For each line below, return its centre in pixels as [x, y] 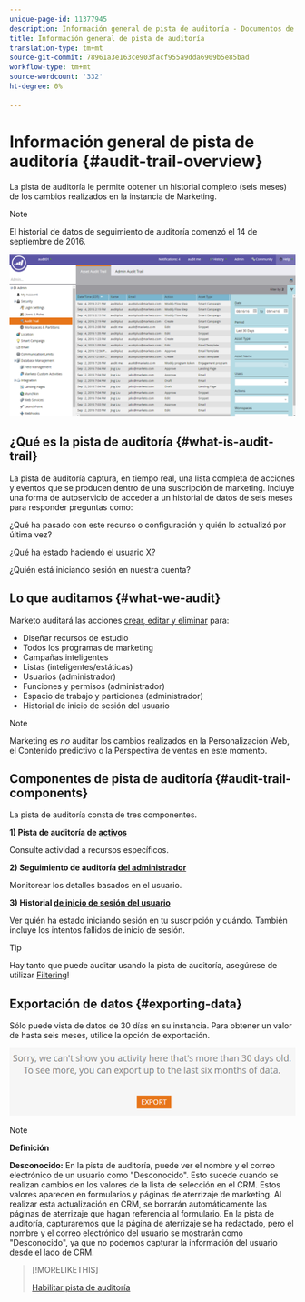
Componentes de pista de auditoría [111, 779]
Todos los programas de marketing [88, 647]
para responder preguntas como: [71, 507]
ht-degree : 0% [36, 86]
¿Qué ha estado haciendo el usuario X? [83, 552]
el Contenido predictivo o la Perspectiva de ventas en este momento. [138, 750]
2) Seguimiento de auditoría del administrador [98, 867]
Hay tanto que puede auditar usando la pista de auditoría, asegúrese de [143, 966]
